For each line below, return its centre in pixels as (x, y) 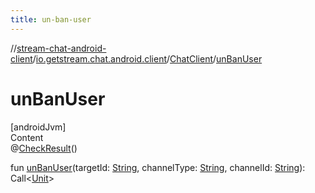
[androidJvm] (38, 127)
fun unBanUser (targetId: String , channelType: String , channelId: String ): (158, 167)
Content (27, 137)
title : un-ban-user (51, 19)
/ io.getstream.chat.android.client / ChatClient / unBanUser (147, 58)
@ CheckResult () (44, 148)
